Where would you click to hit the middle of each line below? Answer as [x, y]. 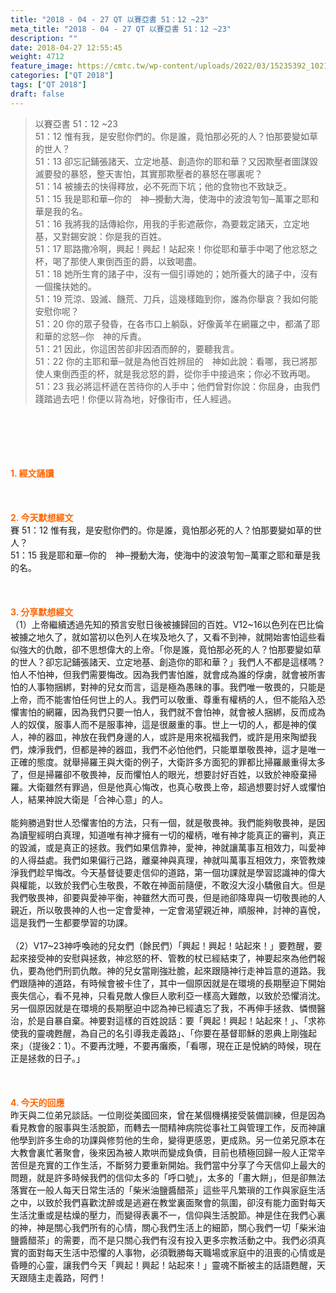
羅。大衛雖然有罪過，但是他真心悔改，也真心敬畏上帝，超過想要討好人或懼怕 [168, 787]
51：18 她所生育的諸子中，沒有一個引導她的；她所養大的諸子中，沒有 [176, 273]
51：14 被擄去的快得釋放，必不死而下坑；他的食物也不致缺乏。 [163, 186]
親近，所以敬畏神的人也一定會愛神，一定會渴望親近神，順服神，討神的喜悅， [168, 910]
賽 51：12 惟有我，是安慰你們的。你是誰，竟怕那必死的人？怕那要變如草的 [162, 530]
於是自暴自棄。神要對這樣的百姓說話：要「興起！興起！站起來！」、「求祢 [176, 1020]
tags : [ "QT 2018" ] [48, 85]
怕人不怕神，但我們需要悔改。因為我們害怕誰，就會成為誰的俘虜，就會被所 [163, 674]
